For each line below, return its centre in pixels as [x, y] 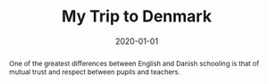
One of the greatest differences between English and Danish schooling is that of [134, 63]
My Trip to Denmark [137, 17]
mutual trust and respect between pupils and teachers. [94, 72]
